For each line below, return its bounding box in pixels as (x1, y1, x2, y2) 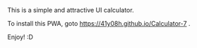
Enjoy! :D (7, 33, 34, 41)
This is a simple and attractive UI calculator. (7, 6, 134, 14)
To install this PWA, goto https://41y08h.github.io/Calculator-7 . (7, 19, 191, 27)
